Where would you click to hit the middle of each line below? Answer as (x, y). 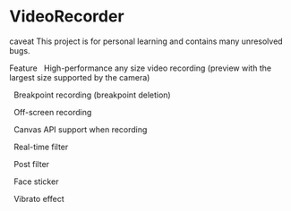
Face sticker (36, 181)
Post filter (31, 164)
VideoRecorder (67, 17)
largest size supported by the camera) (80, 77)
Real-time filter (41, 147)
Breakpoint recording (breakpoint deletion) (92, 95)
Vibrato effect (39, 198)
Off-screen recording (52, 112)
